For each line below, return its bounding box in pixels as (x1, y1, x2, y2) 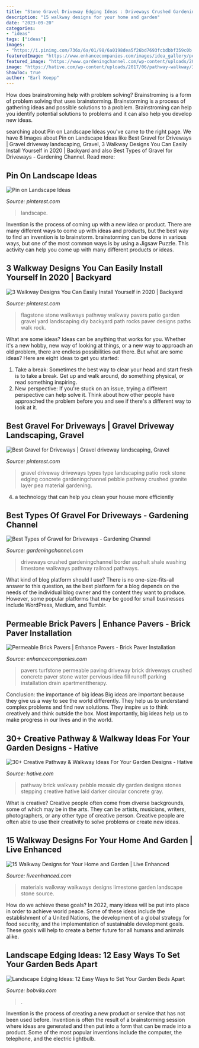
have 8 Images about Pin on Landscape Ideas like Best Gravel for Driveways (6, 134, 192, 141)
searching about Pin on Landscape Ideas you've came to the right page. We (6, 128, 191, 135)
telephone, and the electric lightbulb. (6, 1035, 96, 1042)
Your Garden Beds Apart (6, 959, 98, 970)
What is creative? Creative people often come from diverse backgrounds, (6, 800, 185, 806)
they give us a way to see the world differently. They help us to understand (6, 697, 189, 705)
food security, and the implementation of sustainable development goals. (6, 920, 185, 927)
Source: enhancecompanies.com (6, 655, 87, 662)
